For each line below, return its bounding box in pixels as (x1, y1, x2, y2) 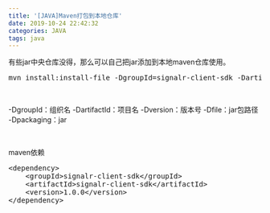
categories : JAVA (8, 27, 67, 35)
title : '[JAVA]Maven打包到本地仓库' (8, 11, 123, 20)
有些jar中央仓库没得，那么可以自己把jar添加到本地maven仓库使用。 (8, 57, 231, 67)
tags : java (8, 34, 45, 43)
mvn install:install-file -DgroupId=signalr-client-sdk (8, 73, 233, 83)
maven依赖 (8, 148, 45, 158)
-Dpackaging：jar (8, 115, 67, 125)
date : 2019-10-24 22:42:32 (8, 19, 99, 27)
